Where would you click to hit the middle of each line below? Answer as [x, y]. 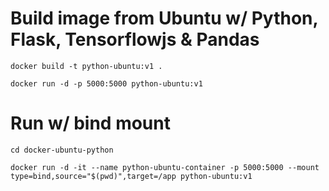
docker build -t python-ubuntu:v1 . [86, 66]
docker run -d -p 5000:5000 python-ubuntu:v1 [106, 83]
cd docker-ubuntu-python [62, 150]
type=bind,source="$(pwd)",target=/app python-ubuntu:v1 [131, 176]
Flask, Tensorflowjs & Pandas [135, 39]
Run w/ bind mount [90, 123]
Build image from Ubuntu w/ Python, [164, 18]
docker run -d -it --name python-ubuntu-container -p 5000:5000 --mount [165, 167]
